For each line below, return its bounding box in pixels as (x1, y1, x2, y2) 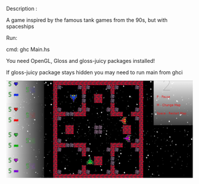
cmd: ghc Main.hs (6, 46, 50, 53)
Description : (6, 5, 37, 12)
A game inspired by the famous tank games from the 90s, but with (6, 17, 168, 23)
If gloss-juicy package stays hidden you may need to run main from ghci (6, 69, 183, 76)
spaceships (6, 23, 34, 30)
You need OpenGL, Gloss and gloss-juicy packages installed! (6, 58, 155, 64)
